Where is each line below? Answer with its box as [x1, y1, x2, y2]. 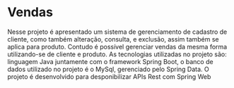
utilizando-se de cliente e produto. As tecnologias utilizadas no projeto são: [7, 50, 228, 58]
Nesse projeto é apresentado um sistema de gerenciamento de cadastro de [7, 27, 228, 36]
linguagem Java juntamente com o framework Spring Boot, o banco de [7, 57, 213, 65]
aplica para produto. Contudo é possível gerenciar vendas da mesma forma [7, 42, 228, 51]
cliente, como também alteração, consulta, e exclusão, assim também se [7, 34, 219, 43]
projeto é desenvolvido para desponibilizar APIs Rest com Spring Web [7, 72, 211, 81]
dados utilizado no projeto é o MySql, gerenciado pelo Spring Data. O [7, 65, 210, 73]
